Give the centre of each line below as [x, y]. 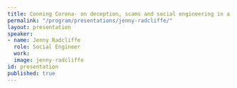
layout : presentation [39, 27]
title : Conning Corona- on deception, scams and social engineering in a [119, 14]
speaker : [20, 34]
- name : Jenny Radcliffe [44, 40]
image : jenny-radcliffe [49, 60]
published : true [31, 73]
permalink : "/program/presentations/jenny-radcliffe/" [90, 21]
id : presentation [33, 67]
